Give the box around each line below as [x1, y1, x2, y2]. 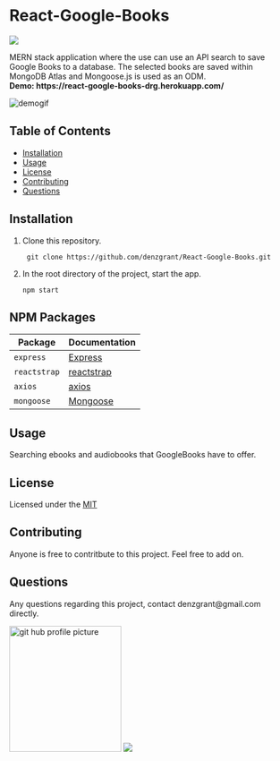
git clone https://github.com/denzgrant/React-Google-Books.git [26, 252, 271, 261]
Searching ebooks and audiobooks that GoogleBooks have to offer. [9, 449, 257, 460]
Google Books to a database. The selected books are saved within [9, 61, 253, 72]
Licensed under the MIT [9, 499, 98, 509]
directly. [9, 608, 39, 619]
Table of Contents [9, 124, 112, 139]
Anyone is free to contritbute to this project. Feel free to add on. [9, 548, 244, 560]
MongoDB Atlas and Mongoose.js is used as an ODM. [9, 71, 207, 81]
